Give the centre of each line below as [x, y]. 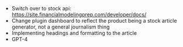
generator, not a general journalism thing [61, 27]
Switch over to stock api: [41, 8]
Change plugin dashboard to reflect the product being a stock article [94, 21]
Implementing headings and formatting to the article [74, 33]
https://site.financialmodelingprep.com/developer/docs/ [79, 15]
